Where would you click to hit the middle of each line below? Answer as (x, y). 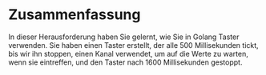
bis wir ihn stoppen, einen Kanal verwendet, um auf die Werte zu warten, (128, 53)
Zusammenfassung (75, 15)
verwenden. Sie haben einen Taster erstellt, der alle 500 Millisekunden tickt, (133, 45)
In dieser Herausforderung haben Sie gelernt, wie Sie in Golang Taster (124, 37)
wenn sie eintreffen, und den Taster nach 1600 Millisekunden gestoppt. (125, 62)
